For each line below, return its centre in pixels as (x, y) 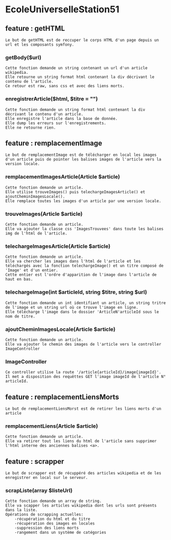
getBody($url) (24, 57)
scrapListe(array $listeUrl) (39, 491)
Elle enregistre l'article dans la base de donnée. (61, 118)
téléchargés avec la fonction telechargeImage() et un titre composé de (84, 266)
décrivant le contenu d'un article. (44, 114)
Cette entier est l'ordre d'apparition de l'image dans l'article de (81, 275)
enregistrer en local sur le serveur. (47, 478)
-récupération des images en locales (55, 524)
